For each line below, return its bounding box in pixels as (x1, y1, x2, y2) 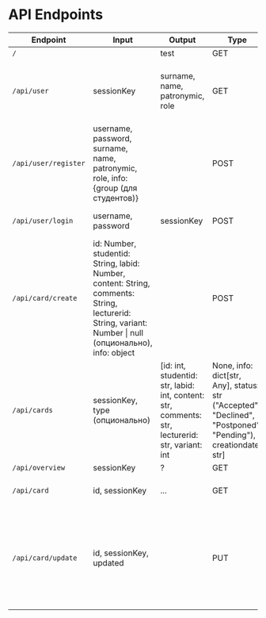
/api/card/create (12, 294, 78, 302)
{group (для (93, 182, 138, 194)
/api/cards (12, 405, 53, 414)
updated (93, 557, 124, 568)
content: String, (93, 278, 150, 289)
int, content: (160, 390, 205, 401)
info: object (93, 347, 135, 358)
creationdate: (212, 439, 262, 450)
